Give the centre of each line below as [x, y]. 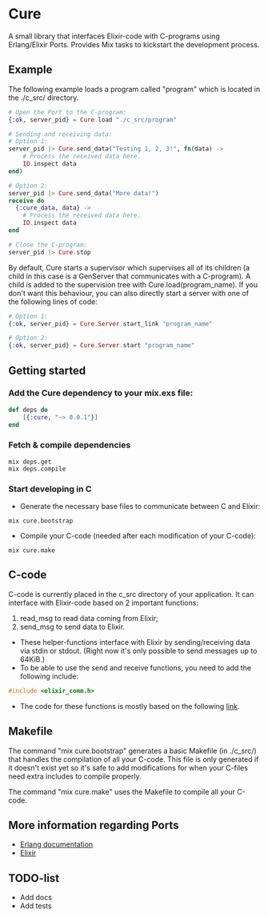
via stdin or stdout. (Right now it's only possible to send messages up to [138, 651]
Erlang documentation [56, 844]
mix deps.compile [37, 469]
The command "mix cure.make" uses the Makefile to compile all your [122, 791]
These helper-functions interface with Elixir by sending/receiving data [135, 642]
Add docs [36, 898]
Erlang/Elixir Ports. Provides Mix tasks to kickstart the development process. [134, 44]
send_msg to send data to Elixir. [72, 627]
